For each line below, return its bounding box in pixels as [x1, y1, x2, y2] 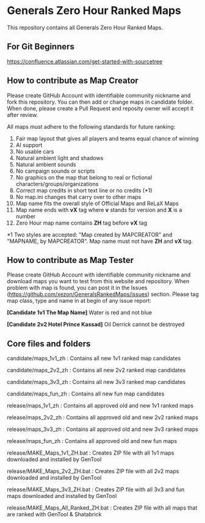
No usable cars [15, 148, 54, 155]
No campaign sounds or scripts [15, 167, 95, 175]
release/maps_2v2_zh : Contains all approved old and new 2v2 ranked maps [7, 414, 199, 421]
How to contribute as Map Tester [7, 254, 134, 265]
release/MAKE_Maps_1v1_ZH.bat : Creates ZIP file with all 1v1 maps [7, 449, 174, 456]
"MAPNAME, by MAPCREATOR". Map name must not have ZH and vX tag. [7, 237, 193, 245]
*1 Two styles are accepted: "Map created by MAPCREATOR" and [7, 231, 173, 238]
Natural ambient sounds [15, 161, 76, 168]
